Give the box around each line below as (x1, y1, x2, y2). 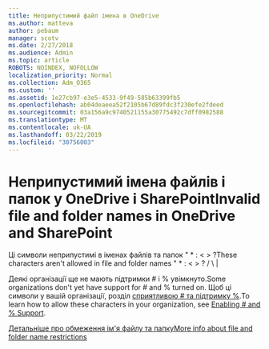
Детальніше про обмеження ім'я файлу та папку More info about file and (8, 323, 254, 333)
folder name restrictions (8, 332, 87, 342)
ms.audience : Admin (8, 49, 74, 57)
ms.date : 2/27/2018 (8, 42, 74, 50)
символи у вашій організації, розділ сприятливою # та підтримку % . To (8, 291, 250, 301)
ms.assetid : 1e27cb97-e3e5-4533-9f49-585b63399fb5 (8, 94, 181, 102)
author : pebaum (8, 26, 59, 34)
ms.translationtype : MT (8, 116, 88, 124)
